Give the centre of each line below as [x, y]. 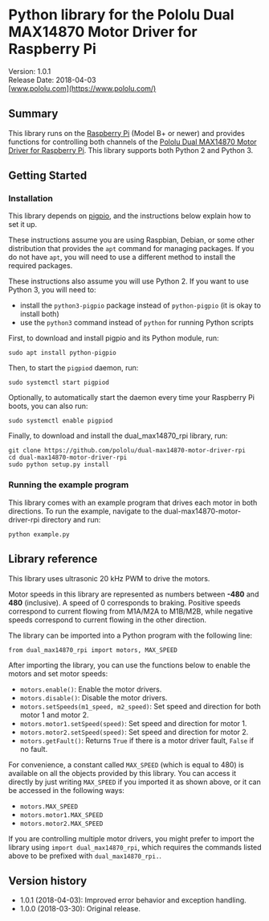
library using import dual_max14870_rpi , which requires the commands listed [135, 847]
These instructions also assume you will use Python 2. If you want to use [128, 281]
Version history [48, 880]
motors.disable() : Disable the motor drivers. [94, 697]
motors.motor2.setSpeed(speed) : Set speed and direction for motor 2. [134, 732]
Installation [31, 199]
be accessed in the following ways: [66, 790]
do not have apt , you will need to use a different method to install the [122, 257]
